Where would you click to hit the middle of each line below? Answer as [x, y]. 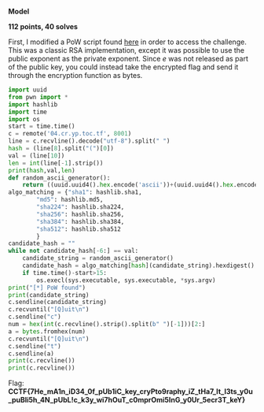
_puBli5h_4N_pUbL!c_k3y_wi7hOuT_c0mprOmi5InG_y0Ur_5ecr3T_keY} [127, 400]
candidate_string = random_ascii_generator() [98, 258]
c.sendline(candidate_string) [58, 303]
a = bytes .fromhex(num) [47, 331]
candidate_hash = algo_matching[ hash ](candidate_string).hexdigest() [139, 265]
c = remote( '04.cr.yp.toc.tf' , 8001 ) [70, 134]
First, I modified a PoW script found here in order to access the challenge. [128, 42]
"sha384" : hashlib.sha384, [81, 221]
